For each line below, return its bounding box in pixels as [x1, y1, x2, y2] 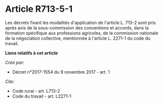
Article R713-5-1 [5, 3, 73, 15]
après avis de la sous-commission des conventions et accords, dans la [5, 25, 149, 30]
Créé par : [5, 59, 25, 65]
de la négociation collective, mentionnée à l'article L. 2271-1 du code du [5, 35, 151, 41]
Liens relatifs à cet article [5, 50, 58, 56]
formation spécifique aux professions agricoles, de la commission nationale [5, 30, 159, 36]
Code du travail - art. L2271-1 [12, 93, 71, 99]
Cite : [5, 78, 15, 84]
